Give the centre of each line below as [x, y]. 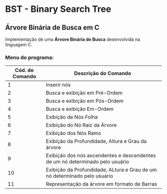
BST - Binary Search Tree [58, 9]
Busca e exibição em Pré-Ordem [84, 93]
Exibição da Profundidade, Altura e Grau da [96, 141]
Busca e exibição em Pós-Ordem [85, 101]
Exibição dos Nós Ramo [74, 133]
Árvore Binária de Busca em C [52, 28]
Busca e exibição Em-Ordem [80, 109]
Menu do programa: [30, 57]
